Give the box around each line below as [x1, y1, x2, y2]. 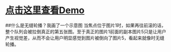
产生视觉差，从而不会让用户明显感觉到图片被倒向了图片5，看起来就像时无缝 [5, 35, 165, 41]
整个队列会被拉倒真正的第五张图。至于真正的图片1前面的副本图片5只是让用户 [5, 28, 166, 34]
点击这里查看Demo [5, 5, 85, 16]
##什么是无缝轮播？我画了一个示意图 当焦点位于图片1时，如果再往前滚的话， [5, 22, 166, 28]
